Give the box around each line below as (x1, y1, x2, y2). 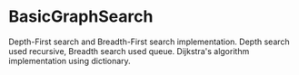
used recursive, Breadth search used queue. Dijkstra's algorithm (8, 45, 250, 56)
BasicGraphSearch (8, 6, 154, 27)
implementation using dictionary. (8, 55, 131, 66)
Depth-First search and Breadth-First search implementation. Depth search (8, 36, 290, 47)
